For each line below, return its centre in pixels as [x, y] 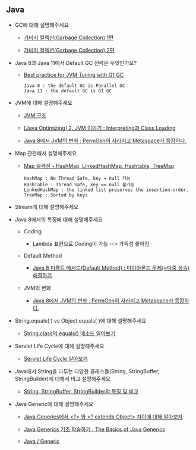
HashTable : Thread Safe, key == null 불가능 [79, 185]
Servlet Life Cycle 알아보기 [56, 358]
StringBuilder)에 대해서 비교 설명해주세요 [63, 379]
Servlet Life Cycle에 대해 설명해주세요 [59, 346]
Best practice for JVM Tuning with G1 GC [74, 74]
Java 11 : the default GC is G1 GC [67, 91]
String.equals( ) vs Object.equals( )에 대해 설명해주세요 [80, 320]
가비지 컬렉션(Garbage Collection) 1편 [69, 37]
